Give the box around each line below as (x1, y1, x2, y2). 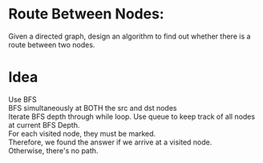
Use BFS (8, 94, 38, 104)
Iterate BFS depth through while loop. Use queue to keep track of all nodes (8, 112, 255, 121)
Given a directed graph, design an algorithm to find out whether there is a (8, 31, 251, 41)
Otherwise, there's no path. (8, 145, 99, 155)
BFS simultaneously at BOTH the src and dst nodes (8, 103, 177, 112)
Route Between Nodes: (8, 5, 164, 23)
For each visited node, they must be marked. (8, 128, 156, 138)
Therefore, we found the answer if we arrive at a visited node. (8, 137, 212, 147)
